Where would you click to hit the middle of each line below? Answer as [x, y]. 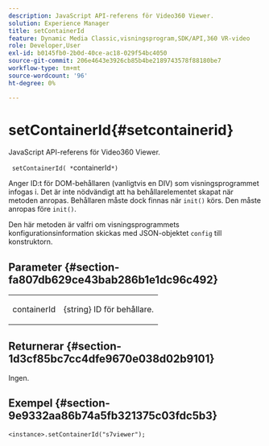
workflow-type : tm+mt [45, 68]
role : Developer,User [45, 46]
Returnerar [36, 346]
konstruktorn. [31, 242]
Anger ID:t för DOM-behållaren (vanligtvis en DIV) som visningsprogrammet [134, 184]
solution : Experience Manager [59, 23]
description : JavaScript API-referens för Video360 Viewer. [112, 16]
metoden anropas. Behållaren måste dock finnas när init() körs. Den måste [135, 200]
